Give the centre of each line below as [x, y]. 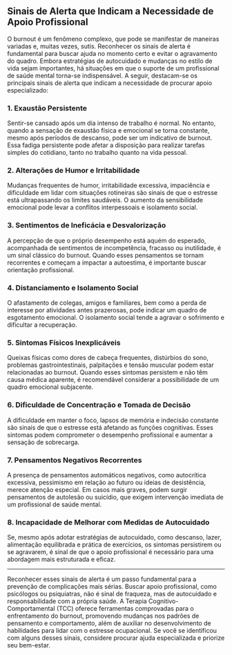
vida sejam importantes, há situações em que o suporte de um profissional [113, 68]
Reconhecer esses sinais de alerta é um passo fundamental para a [102, 579]
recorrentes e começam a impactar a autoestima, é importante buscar [107, 263]
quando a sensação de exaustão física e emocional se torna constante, [108, 131]
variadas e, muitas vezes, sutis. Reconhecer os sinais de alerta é [99, 46]
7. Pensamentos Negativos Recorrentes [75, 460]
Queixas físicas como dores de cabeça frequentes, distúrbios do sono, [108, 358]
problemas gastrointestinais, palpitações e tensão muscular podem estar [110, 365]
